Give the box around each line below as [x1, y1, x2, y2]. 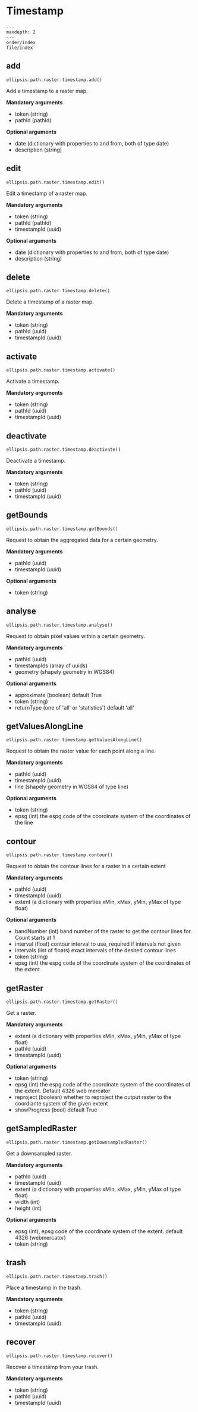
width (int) [14, 1198, 40, 1205]
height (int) [14, 1204, 42, 1212]
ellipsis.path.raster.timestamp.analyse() [6, 622, 113, 628]
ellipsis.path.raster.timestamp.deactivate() [6, 447, 121, 453]
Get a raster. [6, 1010, 37, 1017]
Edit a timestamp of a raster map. [6, 190, 88, 197]
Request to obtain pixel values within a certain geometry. [6, 632, 146, 639]
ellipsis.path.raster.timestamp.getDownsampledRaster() [6, 1139, 147, 1145]
